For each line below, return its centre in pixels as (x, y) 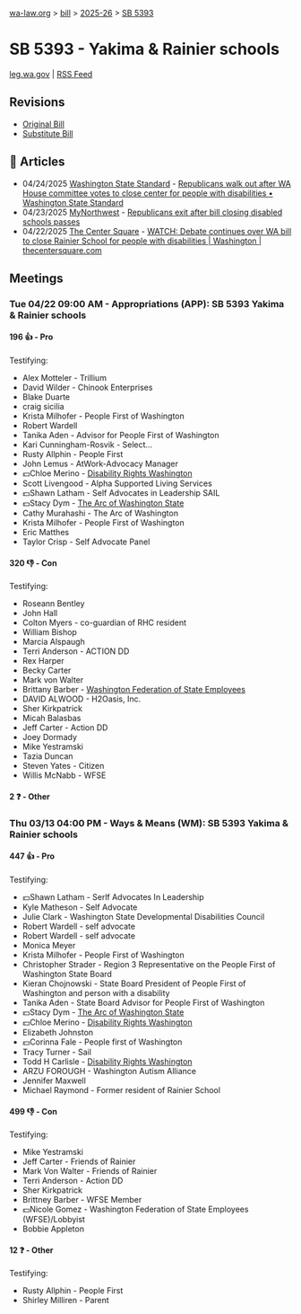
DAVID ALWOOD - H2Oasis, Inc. (82, 699)
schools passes (51, 221)
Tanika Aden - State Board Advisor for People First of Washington (143, 1002)
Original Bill (43, 124)
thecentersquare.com (62, 250)
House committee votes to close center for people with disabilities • (147, 193)
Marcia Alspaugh (53, 642)
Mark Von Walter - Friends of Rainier (90, 1171)
